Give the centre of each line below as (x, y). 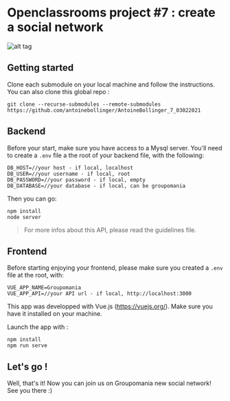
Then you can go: (32, 198)
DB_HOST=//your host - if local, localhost (70, 168)
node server (24, 217)
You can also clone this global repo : (58, 91)
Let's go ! (27, 366)
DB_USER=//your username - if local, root (69, 174)
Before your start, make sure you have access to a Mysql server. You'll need (115, 148)
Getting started (41, 68)
